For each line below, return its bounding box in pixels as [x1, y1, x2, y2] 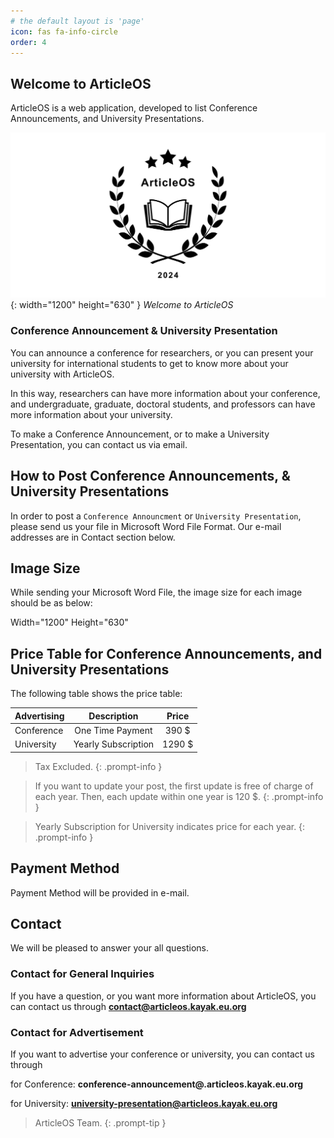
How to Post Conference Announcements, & [10, 468, 291, 485]
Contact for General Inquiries [10, 967, 155, 981]
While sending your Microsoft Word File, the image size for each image [10, 586, 303, 599]
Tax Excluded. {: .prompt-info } [34, 760, 163, 772]
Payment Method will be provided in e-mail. [10, 886, 190, 899]
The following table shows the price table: [10, 688, 183, 700]
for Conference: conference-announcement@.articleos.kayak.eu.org [10, 1078, 304, 1090]
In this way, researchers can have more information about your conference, [10, 387, 321, 399]
